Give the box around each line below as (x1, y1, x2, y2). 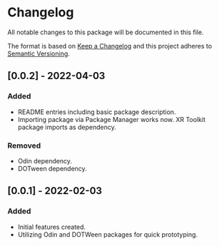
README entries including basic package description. (17, 108, 176, 116)
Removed (7, 140, 41, 150)
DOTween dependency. (17, 164, 87, 173)
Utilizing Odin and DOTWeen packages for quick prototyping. (17, 230, 198, 239)
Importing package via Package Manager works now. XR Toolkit (17, 115, 205, 123)
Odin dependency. (17, 156, 73, 165)
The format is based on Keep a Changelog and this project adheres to (7, 41, 213, 50)
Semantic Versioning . (7, 49, 70, 58)
